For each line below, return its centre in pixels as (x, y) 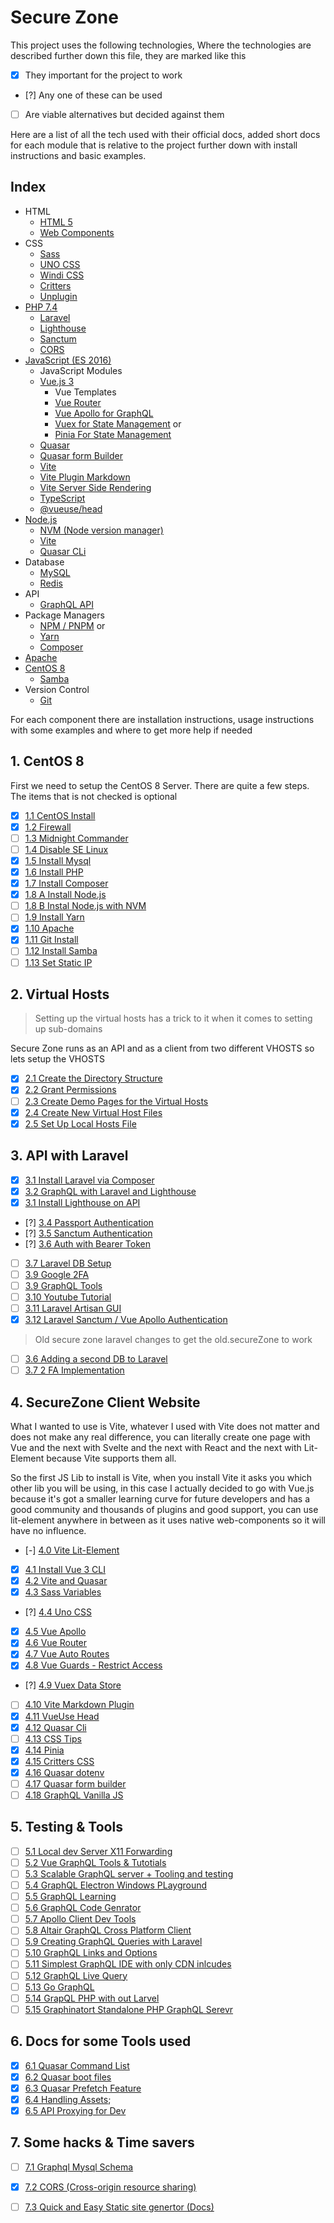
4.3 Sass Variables (63, 1592)
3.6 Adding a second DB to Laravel (96, 1359)
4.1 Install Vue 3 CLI (65, 1569)
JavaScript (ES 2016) (68, 360)
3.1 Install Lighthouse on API (82, 1202)
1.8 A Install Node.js (65, 895)
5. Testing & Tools (66, 1827)
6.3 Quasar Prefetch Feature (83, 2088)
